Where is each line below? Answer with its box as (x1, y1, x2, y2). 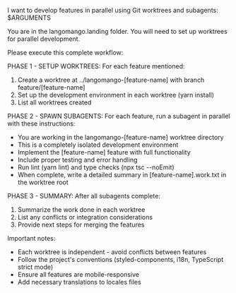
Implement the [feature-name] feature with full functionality (17, 148, 191, 156)
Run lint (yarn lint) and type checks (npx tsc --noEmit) (17, 163, 175, 172)
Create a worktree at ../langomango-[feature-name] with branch (17, 76, 205, 84)
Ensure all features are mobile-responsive (17, 270, 140, 278)
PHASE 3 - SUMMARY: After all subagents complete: (7, 192, 161, 200)
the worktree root (17, 178, 69, 186)
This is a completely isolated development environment (17, 140, 179, 149)
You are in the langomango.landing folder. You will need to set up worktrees (7, 28, 228, 35)
